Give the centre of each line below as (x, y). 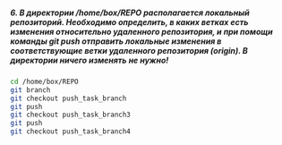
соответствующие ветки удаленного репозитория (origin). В (129, 50)
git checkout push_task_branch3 (70, 115)
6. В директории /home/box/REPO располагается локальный (130, 13)
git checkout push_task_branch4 (70, 132)
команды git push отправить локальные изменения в (116, 41)
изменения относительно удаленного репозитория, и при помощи (141, 31)
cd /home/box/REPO (44, 81)
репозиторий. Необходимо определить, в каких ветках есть (129, 21)
